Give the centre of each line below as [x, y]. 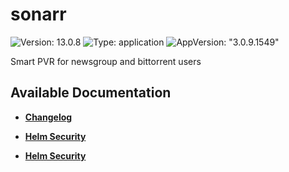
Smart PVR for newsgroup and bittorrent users [106, 61]
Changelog [48, 117]
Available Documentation [91, 93]
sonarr [38, 14]
